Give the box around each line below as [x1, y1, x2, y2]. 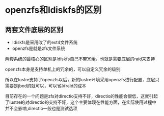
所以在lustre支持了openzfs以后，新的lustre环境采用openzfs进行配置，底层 [5, 77, 156, 82]
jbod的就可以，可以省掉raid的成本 [18, 83, 87, 89]
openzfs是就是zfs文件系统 [12, 46, 65, 51]
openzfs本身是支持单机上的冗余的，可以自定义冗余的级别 [5, 67, 121, 72]
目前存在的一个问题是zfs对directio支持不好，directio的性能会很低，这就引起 [5, 93, 158, 99]
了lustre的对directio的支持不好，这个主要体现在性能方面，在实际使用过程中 [5, 99, 157, 105]
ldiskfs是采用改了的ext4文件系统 [12, 40, 78, 45]
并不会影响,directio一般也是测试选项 [5, 106, 78, 111]
